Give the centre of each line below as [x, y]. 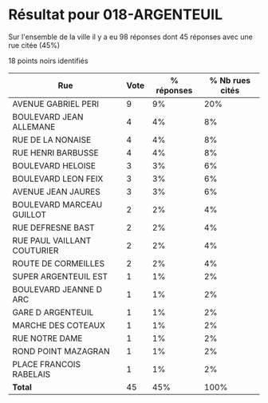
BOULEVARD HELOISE [54, 165]
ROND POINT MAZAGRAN [61, 351]
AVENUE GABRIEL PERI [56, 104]
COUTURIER [35, 251]
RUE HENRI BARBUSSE [55, 152]
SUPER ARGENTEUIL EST [60, 276]
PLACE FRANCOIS [47, 364]
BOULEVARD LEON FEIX [58, 179]
